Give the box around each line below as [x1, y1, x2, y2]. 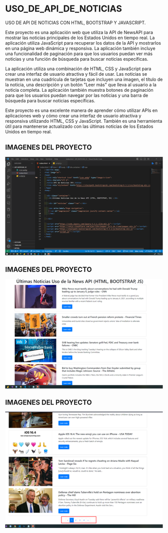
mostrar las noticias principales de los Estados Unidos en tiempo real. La [5, 35, 155, 41]
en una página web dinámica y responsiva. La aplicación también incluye [5, 45, 156, 51]
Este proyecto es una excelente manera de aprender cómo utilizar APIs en [5, 107, 158, 113]
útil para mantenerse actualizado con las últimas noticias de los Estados [5, 123, 153, 129]
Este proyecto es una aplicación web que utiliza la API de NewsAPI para [5, 29, 153, 35]
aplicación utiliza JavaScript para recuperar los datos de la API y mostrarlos [5, 40, 161, 46]
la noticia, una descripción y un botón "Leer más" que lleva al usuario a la [5, 81, 156, 88]
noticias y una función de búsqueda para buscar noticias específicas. [5, 56, 148, 62]
